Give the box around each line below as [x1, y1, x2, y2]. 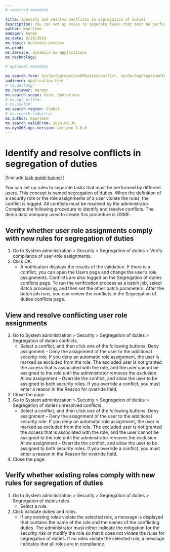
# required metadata [5, 7, 49, 13]
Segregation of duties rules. [12, 498, 71, 504]
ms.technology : [5, 54, 37, 60]
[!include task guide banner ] [5, 175, 64, 181]
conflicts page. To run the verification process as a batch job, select [20, 280, 162, 286]
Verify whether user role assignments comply [5, 226, 153, 235]
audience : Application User [5, 78, 65, 83]
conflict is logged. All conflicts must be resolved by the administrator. [5, 201, 150, 207]
